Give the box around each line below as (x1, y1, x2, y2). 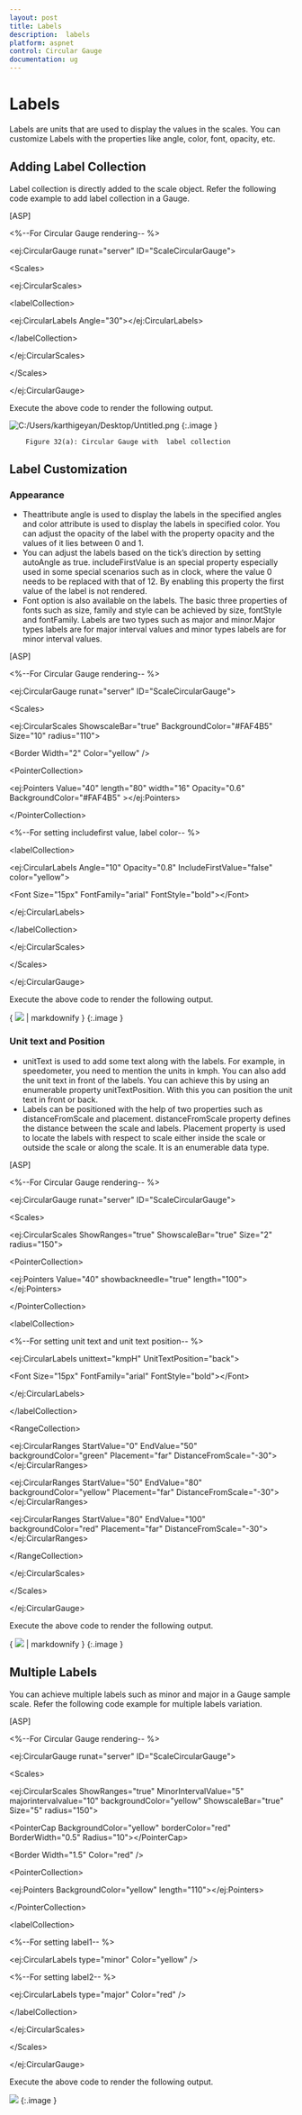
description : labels (9, 30, 91, 39)
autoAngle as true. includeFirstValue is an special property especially (22, 557, 279, 568)
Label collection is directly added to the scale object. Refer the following (9, 183, 277, 194)
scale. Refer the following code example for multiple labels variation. (9, 1698, 262, 1709)
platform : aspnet (9, 38, 75, 48)
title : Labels (9, 22, 63, 31)
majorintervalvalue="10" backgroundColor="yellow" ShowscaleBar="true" (9, 1795, 285, 1806)
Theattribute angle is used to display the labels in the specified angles (22, 509, 282, 520)
